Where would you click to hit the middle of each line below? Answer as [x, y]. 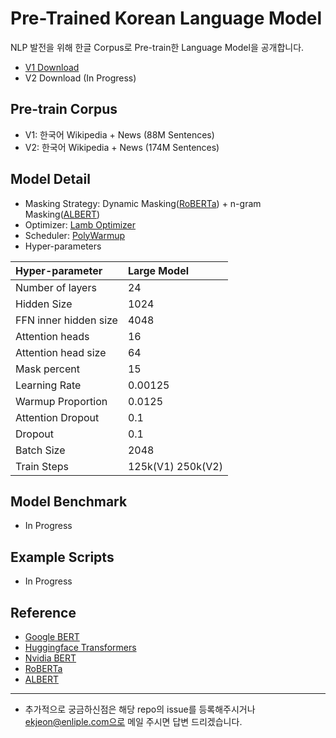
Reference [43, 612]
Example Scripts [62, 557]
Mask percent [47, 369]
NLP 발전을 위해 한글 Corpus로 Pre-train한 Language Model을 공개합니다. [157, 47]
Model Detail [50, 179]
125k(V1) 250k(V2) [175, 466]
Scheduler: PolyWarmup [75, 235]
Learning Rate [48, 385]
